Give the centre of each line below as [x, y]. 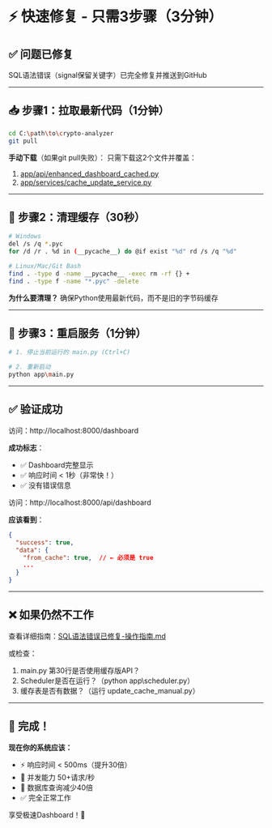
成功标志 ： [26, 447]
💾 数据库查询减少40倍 [56, 787]
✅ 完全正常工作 [45, 797]
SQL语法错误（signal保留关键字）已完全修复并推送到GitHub [108, 75]
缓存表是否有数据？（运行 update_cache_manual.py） [110, 690]
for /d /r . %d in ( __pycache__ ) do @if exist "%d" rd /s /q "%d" [123, 252]
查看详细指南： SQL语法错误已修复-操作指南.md [87, 636]
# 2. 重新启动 [30, 367]
